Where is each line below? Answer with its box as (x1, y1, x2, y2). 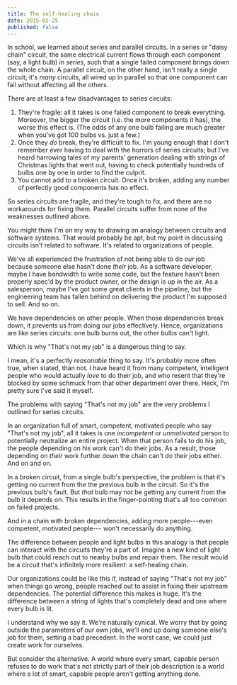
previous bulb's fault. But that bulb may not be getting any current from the (7, 488, 226, 496)
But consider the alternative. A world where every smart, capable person (7, 655, 219, 663)
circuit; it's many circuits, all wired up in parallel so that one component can (7, 73, 228, 82)
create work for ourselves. (7, 641, 84, 650)
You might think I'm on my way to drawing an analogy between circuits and (7, 226, 226, 235)
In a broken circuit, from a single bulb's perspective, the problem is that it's (7, 473, 226, 481)
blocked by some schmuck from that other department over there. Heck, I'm (7, 379, 230, 387)
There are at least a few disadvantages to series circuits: (7, 94, 173, 103)
